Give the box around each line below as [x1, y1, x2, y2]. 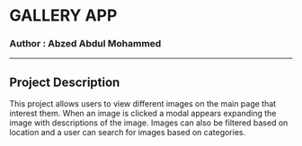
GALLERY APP [9, 5, 118, 26]
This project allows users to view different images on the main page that [9, 99, 277, 109]
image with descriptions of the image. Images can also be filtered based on [9, 117, 289, 128]
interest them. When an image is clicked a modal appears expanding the [9, 108, 277, 119]
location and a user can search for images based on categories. [9, 127, 246, 138]
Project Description [9, 74, 120, 90]
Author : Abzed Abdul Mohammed [9, 38, 162, 50]
